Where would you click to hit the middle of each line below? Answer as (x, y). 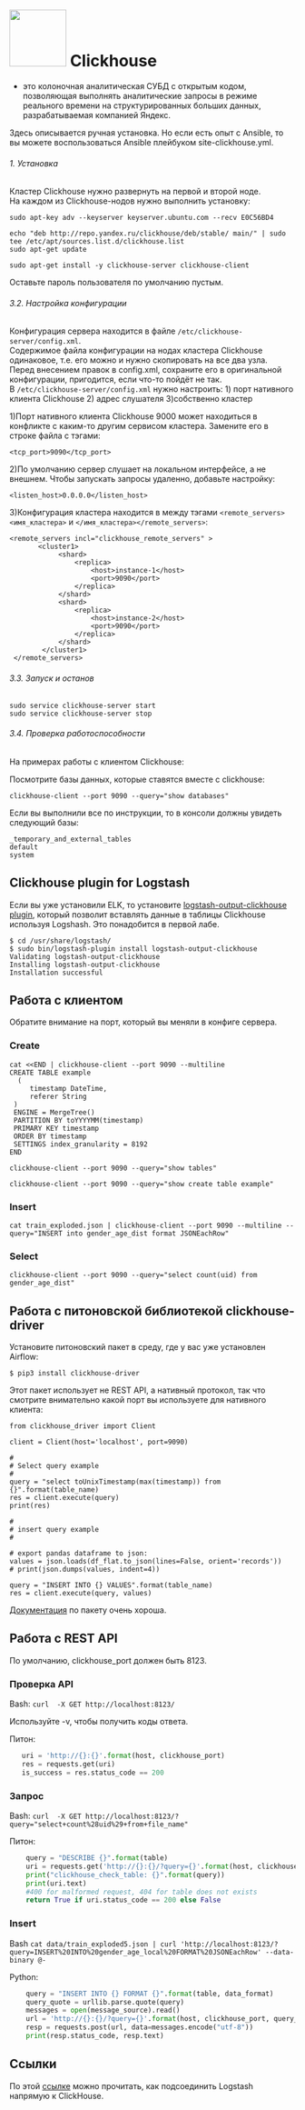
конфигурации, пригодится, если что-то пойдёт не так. (116, 380)
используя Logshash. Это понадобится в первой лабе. (114, 924)
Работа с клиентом (66, 1000)
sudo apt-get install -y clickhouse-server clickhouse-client (129, 265)
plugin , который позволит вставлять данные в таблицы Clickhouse (138, 915)
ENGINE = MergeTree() (54, 1112)
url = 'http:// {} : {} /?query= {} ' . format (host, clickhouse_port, (148, 2019)
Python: (24, 1976)
